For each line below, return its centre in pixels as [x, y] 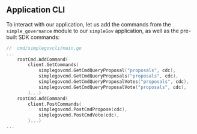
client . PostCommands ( [55, 104]
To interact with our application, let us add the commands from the [89, 24]
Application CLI [35, 10]
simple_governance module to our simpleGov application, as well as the [92, 31]
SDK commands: [39, 37]
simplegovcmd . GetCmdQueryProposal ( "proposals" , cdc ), [107, 71]
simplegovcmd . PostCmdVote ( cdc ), [79, 115]
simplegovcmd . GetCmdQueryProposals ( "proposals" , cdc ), [108, 76]
